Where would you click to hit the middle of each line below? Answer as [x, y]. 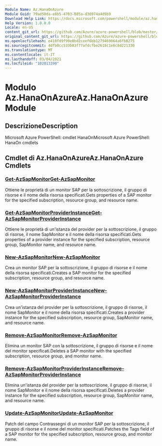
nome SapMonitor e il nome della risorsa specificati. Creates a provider [75, 312]
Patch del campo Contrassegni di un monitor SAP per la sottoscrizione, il [77, 424]
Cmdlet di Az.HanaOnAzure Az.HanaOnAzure [74, 158]
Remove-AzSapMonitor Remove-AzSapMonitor [61, 335]
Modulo [21, 87]
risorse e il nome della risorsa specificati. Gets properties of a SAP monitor [78, 195]
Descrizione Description [41, 126]
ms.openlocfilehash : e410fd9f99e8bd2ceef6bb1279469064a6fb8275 [70, 41]
